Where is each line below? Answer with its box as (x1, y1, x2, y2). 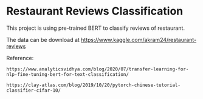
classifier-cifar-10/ (6, 87, 61, 94)
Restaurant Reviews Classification (6, 4, 184, 18)
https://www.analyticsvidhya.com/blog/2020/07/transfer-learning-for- (6, 66, 189, 72)
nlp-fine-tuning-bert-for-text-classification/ (6, 71, 129, 77)
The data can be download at (6, 36, 80, 43)
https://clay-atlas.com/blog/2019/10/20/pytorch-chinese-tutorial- (6, 82, 181, 88)
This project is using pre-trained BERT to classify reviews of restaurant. (6, 24, 185, 32)
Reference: (6, 54, 34, 61)
